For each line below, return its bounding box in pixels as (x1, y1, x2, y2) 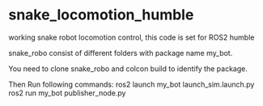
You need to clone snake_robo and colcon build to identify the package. (8, 63, 248, 74)
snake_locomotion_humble (8, 6, 194, 24)
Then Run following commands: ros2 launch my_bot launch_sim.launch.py (8, 79, 255, 89)
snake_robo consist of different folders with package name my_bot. (8, 48, 233, 57)
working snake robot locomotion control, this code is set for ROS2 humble (8, 32, 255, 42)
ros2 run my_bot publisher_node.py (8, 87, 126, 98)
